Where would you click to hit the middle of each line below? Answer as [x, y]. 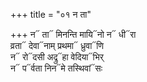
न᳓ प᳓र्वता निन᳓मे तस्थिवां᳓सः [56, 68]
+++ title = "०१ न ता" [51, 14]
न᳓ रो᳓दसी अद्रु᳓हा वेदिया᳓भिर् [57, 57]
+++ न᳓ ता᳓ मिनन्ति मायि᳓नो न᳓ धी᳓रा [73, 34]
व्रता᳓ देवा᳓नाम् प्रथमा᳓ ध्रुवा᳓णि [57, 45]
